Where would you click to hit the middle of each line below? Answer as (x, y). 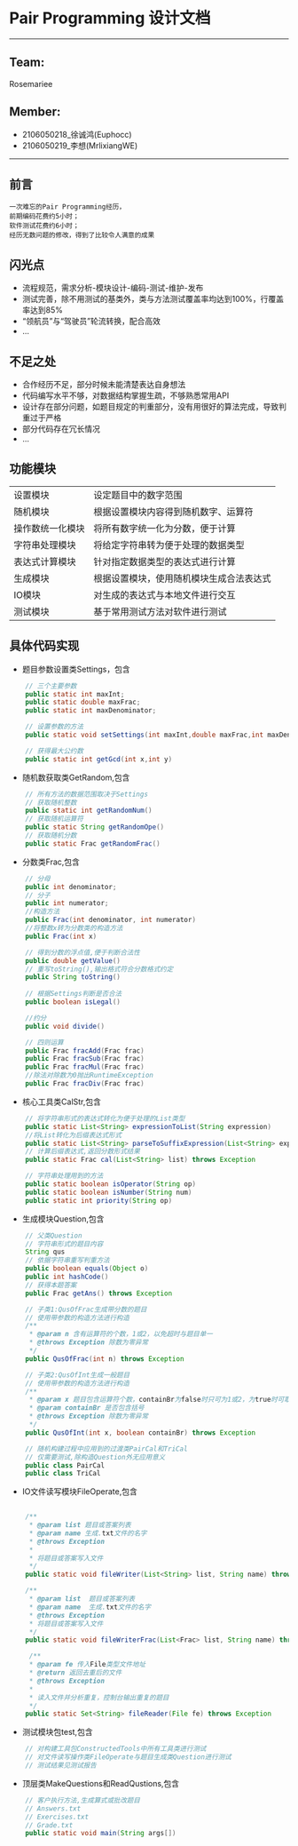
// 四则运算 (44, 1042)
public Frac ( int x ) (61, 936)
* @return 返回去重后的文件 (75, 1673)
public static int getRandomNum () (89, 811)
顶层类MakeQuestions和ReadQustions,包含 (101, 1783)
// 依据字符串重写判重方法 (67, 1261)
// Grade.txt (49, 1825)
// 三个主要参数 (51, 686)
